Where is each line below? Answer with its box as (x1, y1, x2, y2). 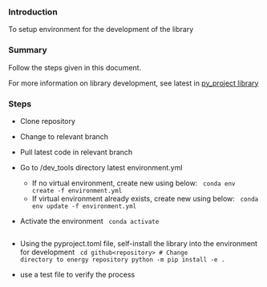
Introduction (8, 6, 58, 18)
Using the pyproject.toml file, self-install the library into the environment (19, 238, 258, 248)
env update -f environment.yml (31, 202, 137, 210)
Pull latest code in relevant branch (19, 147, 133, 157)
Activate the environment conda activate (19, 216, 160, 225)
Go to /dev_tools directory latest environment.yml (19, 162, 183, 172)
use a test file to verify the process (19, 269, 136, 279)
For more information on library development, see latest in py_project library (8, 78, 259, 88)
